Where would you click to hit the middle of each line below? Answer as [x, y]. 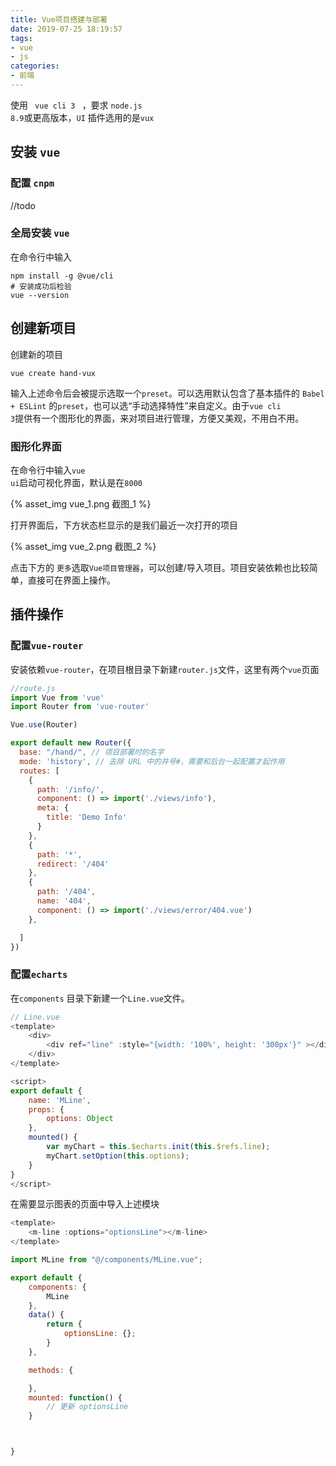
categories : [35, 66]
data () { [46, 1315]
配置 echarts [39, 974]
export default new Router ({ [71, 743]
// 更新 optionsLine [87, 1407]
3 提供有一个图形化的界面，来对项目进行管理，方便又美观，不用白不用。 [157, 418]
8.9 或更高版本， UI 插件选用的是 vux [82, 117]
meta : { [53, 808]
